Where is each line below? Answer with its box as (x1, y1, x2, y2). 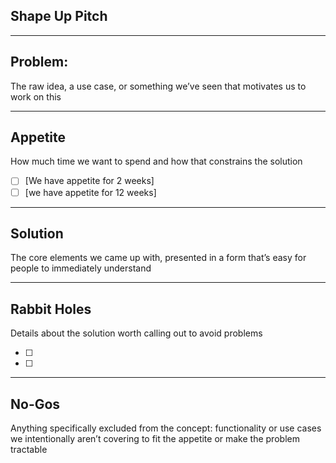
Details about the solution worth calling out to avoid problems (10, 327, 263, 339)
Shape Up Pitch (10, 8, 108, 25)
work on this (10, 90, 62, 103)
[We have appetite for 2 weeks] (24, 175, 155, 187)
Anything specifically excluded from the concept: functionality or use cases (10, 422, 322, 434)
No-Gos (10, 395, 61, 413)
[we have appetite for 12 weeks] (24, 186, 157, 198)
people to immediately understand (10, 262, 152, 274)
